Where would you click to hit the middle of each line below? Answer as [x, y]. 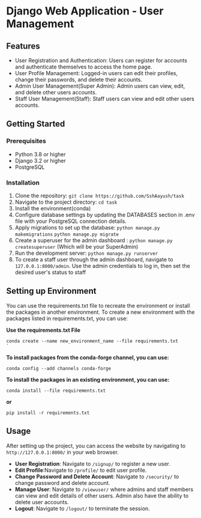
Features [23, 46]
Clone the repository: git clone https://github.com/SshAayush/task [100, 195]
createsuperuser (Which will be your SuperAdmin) [76, 246]
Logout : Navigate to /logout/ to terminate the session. [82, 508]
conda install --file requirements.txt [56, 391]
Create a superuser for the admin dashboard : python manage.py [94, 240]
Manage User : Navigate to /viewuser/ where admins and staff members [104, 489]
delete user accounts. [42, 502]
